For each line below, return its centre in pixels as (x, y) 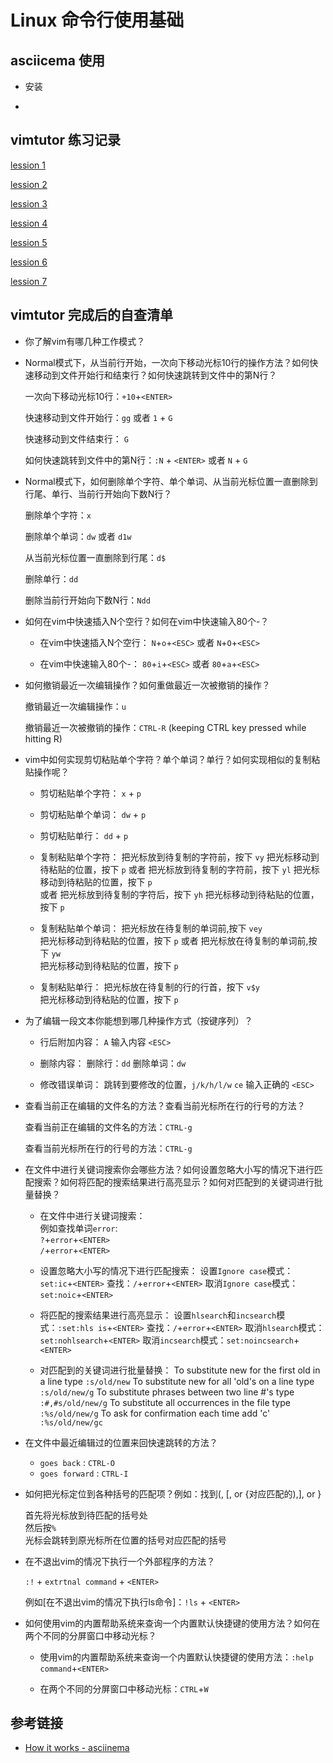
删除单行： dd (51, 578)
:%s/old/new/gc (71, 1422)
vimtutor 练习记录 (66, 140)
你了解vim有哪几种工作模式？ (85, 341)
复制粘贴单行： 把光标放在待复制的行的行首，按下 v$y (149, 987)
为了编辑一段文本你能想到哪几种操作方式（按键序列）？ (138, 1020)
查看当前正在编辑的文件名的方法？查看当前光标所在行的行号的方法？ (165, 1105)
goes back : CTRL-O (77, 1462)
